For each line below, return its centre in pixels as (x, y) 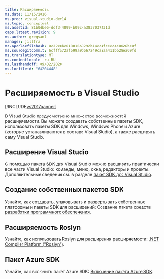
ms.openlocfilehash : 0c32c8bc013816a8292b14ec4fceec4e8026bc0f (71, 46)
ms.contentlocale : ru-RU (30, 60)
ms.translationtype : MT (29, 55)
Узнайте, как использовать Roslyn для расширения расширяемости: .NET (82, 239)
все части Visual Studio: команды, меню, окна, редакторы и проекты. (77, 169)
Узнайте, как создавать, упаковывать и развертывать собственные (75, 202)
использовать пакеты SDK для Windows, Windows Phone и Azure (73, 126)
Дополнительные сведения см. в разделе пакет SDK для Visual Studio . (79, 174)
